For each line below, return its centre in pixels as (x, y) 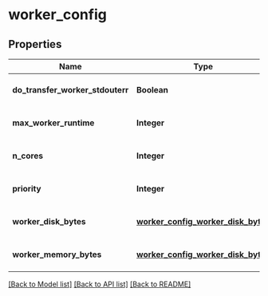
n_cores (28, 156)
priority (27, 189)
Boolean (153, 90)
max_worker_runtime (53, 123)
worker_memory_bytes (57, 255)
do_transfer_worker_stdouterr (71, 90)
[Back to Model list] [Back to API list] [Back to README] (100, 284)
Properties (35, 44)
